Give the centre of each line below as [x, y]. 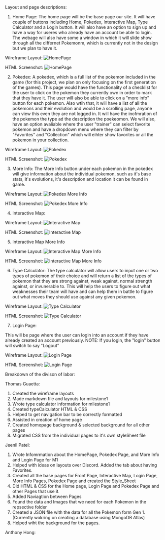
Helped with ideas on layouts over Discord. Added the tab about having [84, 465]
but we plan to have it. [35, 48]
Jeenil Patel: [18, 445]
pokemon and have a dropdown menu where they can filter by [75, 129]
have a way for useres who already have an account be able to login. [82, 32]
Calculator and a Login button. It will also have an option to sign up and [84, 27]
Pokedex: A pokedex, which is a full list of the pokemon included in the [84, 77]
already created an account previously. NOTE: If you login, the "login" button [83, 340]
